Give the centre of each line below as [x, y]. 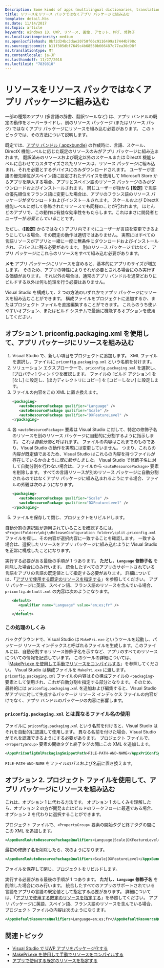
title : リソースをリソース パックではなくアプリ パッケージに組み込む [67, 14]
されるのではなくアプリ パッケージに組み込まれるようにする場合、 [79, 478]
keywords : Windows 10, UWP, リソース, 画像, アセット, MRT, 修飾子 [70, 32]
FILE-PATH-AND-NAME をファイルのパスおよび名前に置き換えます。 [70, 763]
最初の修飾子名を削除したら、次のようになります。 [56, 850]
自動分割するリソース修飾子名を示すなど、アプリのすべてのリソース [90, 651]
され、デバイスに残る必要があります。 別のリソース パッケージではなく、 [79, 247]
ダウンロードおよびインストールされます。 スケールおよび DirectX [92, 200]
